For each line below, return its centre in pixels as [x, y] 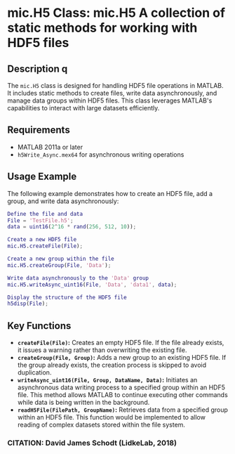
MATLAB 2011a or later [50, 147]
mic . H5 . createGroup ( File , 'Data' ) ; [59, 265]
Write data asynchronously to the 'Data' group [78, 278]
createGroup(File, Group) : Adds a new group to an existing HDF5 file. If [122, 358]
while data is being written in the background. [83, 403]
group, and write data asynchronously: [63, 201]
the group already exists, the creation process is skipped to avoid [112, 365]
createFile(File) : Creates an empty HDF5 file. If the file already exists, [121, 343]
